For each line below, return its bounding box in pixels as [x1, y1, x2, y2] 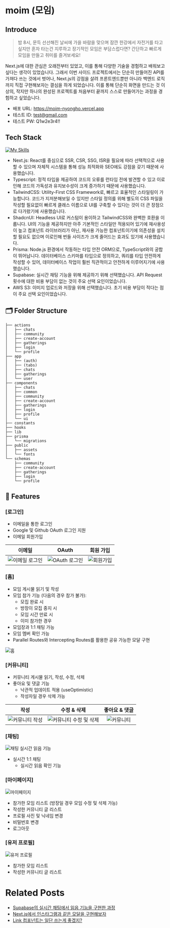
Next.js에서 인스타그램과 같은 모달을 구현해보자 [12, 911, 107, 917]
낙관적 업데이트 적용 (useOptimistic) [20, 686, 93, 692]
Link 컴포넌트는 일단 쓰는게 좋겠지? [12, 917, 82, 923]
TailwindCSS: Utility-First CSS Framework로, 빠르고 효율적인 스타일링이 [12, 189, 159, 195]
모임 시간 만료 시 [20, 611, 53, 617]
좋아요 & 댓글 [104, 706, 134, 713]
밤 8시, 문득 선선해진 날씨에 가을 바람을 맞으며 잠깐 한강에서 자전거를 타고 [17, 39, 163, 45]
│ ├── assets [5, 447, 38, 452]
